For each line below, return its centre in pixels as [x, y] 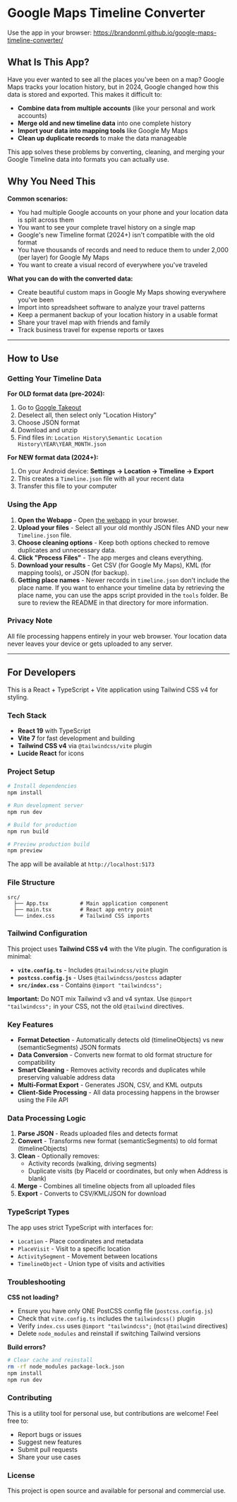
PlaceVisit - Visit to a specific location [74, 1248]
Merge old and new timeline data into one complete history [104, 123]
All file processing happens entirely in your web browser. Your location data [117, 636]
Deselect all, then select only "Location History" [87, 415]
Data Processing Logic [47, 1118]
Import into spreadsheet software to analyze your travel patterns [111, 307]
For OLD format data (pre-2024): [56, 394]
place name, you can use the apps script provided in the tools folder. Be [123, 595]
